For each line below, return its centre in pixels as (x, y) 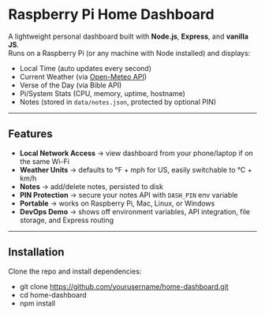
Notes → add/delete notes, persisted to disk (91, 186)
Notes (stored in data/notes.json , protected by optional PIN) (118, 102)
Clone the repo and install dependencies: (75, 271)
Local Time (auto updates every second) (86, 68)
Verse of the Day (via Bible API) (71, 85)
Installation (36, 253)
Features (30, 134)
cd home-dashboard (53, 295)
